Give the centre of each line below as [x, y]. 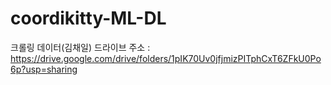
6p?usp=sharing [44, 69]
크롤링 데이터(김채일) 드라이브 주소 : [80, 47]
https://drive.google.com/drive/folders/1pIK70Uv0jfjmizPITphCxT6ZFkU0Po [166, 58]
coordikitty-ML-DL [88, 18]
